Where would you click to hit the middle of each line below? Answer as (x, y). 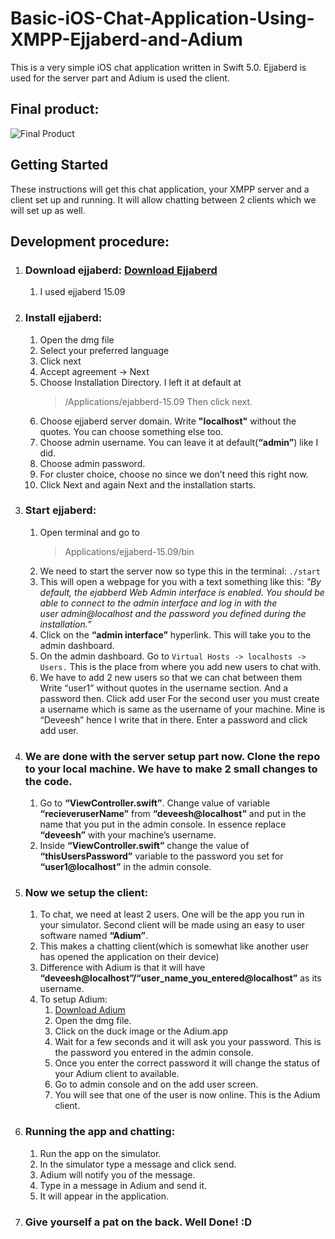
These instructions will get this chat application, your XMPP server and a (160, 189)
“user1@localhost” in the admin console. (125, 867)
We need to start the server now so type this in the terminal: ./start (180, 571)
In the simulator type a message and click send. (138, 1164)
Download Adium (90, 1010)
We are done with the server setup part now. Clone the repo (172, 756)
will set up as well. (48, 210)
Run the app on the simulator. (100, 1153)
